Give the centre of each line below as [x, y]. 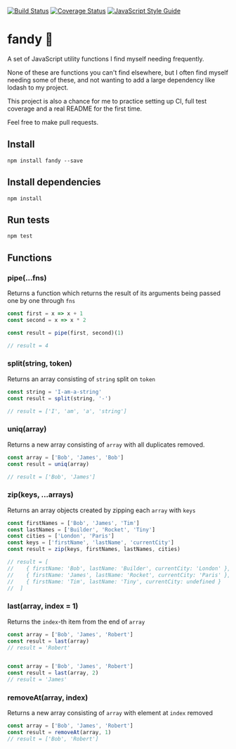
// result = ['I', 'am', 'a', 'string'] [67, 411]
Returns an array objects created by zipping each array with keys [101, 510]
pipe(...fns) [27, 278]
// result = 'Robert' [39, 648]
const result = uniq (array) [48, 464]
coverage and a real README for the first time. [75, 109]
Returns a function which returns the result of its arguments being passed [114, 293]
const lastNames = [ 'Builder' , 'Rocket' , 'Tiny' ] [81, 530]
